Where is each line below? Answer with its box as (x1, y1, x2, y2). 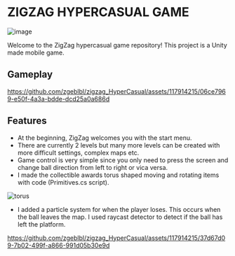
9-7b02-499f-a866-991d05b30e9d (7, 241, 110, 249)
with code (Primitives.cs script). (17, 178, 109, 186)
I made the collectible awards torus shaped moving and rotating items (17, 171, 220, 179)
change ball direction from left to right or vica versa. (17, 163, 168, 171)
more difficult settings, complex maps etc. (17, 148, 140, 157)
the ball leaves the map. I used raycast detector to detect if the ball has (17, 213, 223, 221)
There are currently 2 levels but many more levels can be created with (17, 141, 220, 149)
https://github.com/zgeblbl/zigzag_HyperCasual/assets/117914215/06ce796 (7, 87, 227, 95)
